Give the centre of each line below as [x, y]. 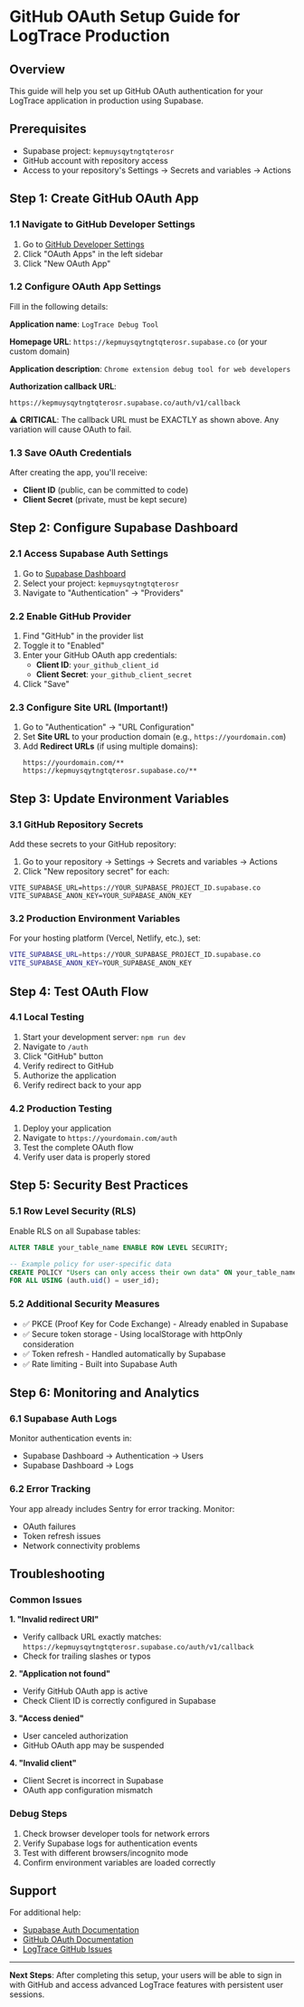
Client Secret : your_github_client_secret [114, 674]
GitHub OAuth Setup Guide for [125, 17]
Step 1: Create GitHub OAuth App [104, 199]
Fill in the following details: [59, 306]
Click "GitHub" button [63, 1056]
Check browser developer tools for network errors [116, 1833]
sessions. [27, 1994]
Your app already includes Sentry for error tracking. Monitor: [122, 1508]
